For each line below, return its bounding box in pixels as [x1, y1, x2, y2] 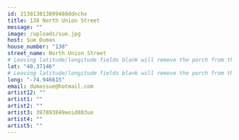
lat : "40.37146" [7, 63, 55, 70]
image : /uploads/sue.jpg [7, 30, 81, 37]
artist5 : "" [7, 122, 43, 129]
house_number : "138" [7, 43, 69, 50]
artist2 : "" [7, 103, 43, 110]
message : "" [7, 23, 43, 30]
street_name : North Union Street [7, 50, 107, 57]
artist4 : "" [7, 115, 43, 122]
